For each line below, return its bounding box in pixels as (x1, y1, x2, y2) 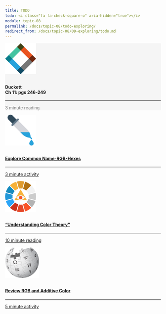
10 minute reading (5, 237, 42, 243)
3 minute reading (5, 105, 40, 111)
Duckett (5, 84, 22, 90)
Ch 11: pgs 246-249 (5, 89, 46, 95)
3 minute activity (5, 171, 40, 177)
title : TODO (5, 8, 30, 13)
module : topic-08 (5, 18, 41, 23)
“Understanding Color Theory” (5, 222, 70, 227)
